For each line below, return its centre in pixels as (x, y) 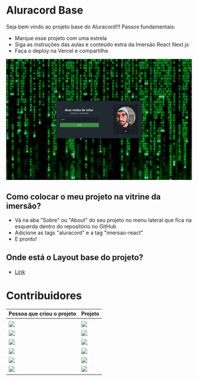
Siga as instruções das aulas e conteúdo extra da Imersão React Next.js (102, 44)
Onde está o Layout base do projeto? (75, 258)
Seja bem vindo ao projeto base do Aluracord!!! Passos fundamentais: (91, 27)
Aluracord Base (45, 10)
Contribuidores (44, 296)
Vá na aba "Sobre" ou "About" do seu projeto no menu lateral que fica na (103, 220)
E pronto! (26, 239)
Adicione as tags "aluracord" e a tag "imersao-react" (79, 233)
